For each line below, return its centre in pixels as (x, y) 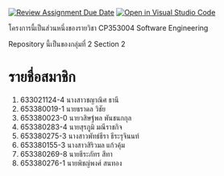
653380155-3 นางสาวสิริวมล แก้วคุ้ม (73, 145)
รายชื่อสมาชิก (42, 77)
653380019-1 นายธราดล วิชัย (63, 108)
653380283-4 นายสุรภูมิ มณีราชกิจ (71, 127)
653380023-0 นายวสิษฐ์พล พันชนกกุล (76, 117)
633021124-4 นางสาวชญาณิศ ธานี (69, 100)
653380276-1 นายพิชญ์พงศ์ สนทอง (71, 163)
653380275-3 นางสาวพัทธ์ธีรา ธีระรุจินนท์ (79, 136)
